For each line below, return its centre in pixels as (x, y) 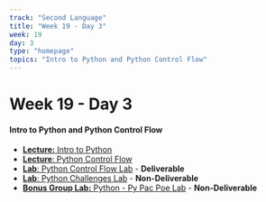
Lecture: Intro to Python (67, 150)
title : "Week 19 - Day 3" (58, 26)
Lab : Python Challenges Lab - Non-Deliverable (110, 179)
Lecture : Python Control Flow (77, 160)
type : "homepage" (42, 51)
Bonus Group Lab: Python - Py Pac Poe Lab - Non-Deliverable (140, 188)
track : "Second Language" (58, 18)
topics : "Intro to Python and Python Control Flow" (108, 60)
